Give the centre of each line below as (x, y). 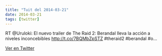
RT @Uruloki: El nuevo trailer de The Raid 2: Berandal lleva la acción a (78, 33)
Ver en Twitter (20, 48)
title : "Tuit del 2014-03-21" (37, 10)
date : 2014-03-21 (23, 14)
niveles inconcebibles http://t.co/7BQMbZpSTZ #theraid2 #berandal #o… (81, 38)
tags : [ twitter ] (22, 19)
